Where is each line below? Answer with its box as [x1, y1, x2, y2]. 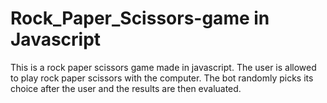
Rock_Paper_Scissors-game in [10, 7, 270, 30]
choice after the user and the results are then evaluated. [10, 82, 242, 94]
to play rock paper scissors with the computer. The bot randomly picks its [10, 72, 314, 84]
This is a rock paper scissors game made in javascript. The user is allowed [10, 61, 317, 73]
